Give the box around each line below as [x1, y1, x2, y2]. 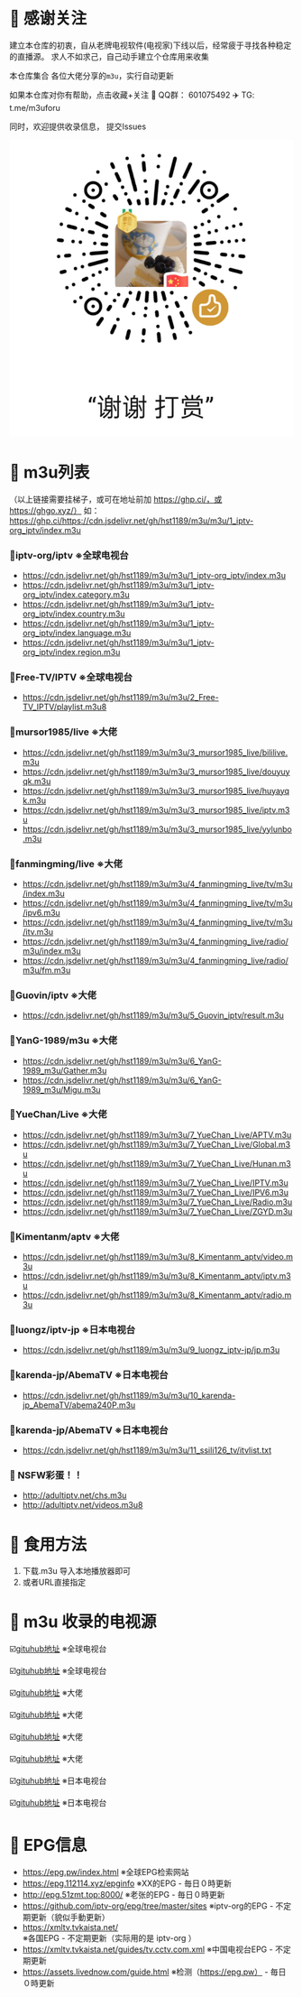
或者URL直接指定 [22, 1576, 87, 1588]
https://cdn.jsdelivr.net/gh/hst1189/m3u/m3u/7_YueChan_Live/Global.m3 [22, 1139, 291, 1150]
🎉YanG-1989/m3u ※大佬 [9, 1034, 118, 1047]
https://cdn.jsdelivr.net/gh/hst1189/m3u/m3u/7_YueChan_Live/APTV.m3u [22, 1129, 292, 1140]
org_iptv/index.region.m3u [22, 647, 121, 658]
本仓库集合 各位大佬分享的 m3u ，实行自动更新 [9, 69, 174, 81]
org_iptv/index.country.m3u [22, 608, 125, 619]
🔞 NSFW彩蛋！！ [9, 1468, 83, 1481]
